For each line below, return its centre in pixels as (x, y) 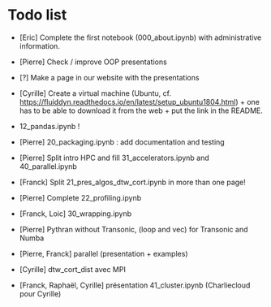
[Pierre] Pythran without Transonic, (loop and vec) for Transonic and (133, 229)
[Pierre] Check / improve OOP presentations (93, 62)
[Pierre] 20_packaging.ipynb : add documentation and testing (122, 142)
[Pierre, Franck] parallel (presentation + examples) (103, 253)
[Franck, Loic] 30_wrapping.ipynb (75, 214)
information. (39, 45)
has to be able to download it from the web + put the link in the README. (141, 110)
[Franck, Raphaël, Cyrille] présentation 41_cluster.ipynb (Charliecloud (135, 285)
